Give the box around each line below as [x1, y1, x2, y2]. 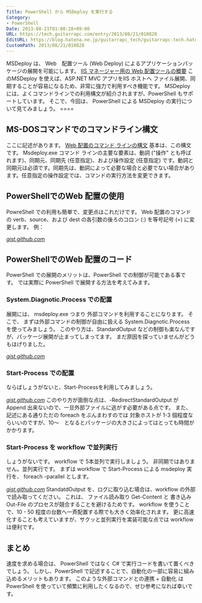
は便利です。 [6, 523, 38, 531]
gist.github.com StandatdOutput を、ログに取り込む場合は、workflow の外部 [6, 486, 196, 493]
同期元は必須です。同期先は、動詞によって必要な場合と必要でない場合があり [6, 164, 195, 171]
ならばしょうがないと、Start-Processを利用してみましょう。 [6, 384, 156, 391]
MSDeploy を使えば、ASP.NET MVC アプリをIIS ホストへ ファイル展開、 [11, 75, 191, 82]
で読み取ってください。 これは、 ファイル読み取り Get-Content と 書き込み [6, 493, 192, 500]
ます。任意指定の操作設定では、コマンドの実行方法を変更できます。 [6, 171, 174, 178]
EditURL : [6, 37, 28, 43]
